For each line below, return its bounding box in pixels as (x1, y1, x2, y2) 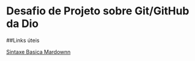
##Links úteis (6, 36, 40, 44)
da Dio (6, 17, 39, 30)
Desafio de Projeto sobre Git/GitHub (6, 4, 190, 18)
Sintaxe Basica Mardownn (6, 48, 71, 55)
